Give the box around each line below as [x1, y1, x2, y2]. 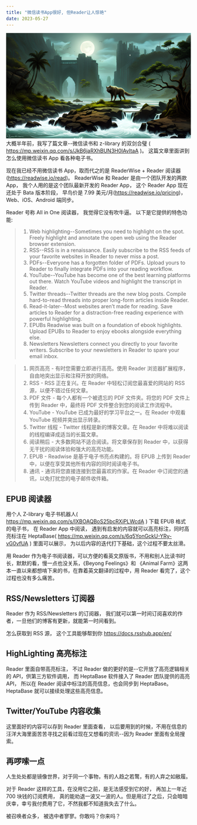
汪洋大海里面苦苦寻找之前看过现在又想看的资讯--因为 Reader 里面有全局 [6, 730, 180, 737]
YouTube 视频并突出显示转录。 [29, 416, 104, 423]
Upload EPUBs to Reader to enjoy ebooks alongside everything [29, 328, 182, 335]
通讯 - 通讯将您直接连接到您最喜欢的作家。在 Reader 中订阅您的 [29, 467, 184, 475]
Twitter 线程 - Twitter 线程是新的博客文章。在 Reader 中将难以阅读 [29, 423, 189, 431]
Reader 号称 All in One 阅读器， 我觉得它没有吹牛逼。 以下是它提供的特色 [6, 209, 182, 216]
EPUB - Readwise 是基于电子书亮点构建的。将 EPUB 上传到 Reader [29, 453, 191, 460]
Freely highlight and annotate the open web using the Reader [29, 234, 177, 241]
